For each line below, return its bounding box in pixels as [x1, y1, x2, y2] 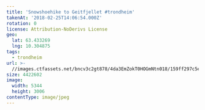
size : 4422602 [6, 71, 43, 78]
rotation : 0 [6, 20, 37, 26]
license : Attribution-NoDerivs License [6, 26, 108, 32]
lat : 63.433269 [12, 37, 51, 43]
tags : [6, 49, 20, 55]
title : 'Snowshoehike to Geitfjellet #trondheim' [6, 9, 135, 15]
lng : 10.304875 [12, 43, 51, 50]
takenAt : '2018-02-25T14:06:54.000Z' [6, 15, 103, 21]
